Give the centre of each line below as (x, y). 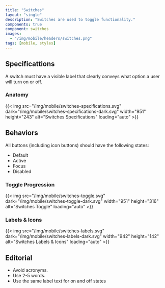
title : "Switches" (25, 10)
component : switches (27, 29)
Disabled (22, 171)
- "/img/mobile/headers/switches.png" (51, 39)
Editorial (19, 258)
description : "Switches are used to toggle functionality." (71, 19)
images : (13, 34)
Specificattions (30, 64)
